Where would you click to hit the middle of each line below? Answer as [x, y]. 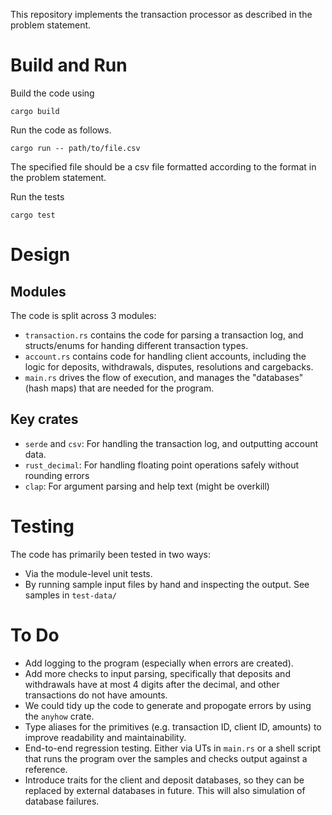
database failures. [62, 801]
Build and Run [69, 65]
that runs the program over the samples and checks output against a [166, 758]
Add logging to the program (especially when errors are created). [159, 663]
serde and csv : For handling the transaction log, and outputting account [171, 443]
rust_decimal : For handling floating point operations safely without [162, 465]
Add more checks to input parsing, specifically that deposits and [157, 673]
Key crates [44, 419]
